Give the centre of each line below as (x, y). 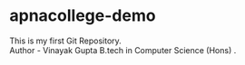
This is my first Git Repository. (66, 41)
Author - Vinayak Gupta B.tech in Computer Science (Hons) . (123, 50)
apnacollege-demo (83, 16)
